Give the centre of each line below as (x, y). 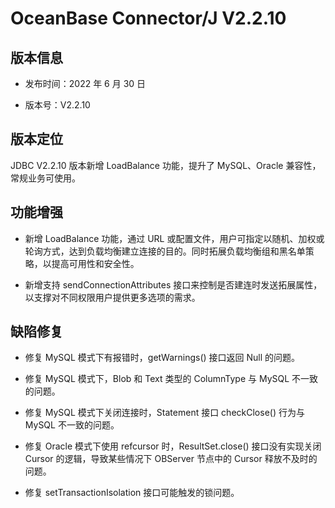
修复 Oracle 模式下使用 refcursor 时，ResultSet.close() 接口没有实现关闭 (173, 446)
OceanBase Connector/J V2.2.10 (148, 18)
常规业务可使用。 (45, 178)
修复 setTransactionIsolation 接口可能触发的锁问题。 (132, 493)
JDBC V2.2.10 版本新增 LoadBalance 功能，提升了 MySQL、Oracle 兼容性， (166, 165)
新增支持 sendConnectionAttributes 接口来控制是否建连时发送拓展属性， (173, 284)
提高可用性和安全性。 (95, 263)
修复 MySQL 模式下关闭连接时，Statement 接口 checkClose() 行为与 (164, 413)
